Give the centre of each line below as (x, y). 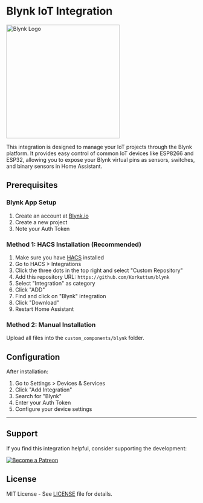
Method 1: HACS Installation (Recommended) (74, 244)
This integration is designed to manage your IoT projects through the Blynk (99, 147)
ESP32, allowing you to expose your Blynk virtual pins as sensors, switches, (101, 159)
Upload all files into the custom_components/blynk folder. (76, 338)
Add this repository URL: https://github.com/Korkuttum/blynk (92, 276)
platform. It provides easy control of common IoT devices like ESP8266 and (100, 153)
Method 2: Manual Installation (51, 324)
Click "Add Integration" (43, 390)
